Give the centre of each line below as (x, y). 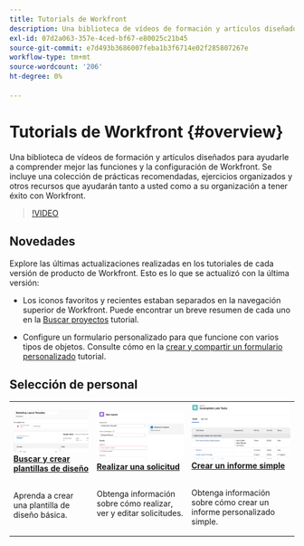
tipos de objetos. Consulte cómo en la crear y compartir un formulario (152, 346)
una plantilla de (42, 505)
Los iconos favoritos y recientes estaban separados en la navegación (152, 300)
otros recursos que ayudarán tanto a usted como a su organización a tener (148, 186)
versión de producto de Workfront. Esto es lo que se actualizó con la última (149, 273)
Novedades (43, 241)
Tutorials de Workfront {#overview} (147, 132)
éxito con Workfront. (47, 196)
